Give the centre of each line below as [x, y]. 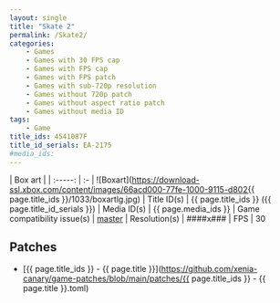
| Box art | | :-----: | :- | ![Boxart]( [71, 180]
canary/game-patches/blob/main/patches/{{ [106, 278]
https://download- [166, 180]
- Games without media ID [75, 111]
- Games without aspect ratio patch [96, 103]
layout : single [38, 18]
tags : [20, 120]
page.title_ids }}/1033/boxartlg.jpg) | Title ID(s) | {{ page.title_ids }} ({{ [140, 199]
